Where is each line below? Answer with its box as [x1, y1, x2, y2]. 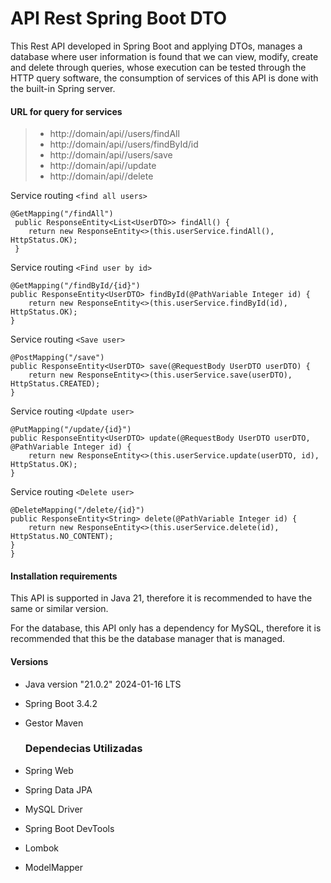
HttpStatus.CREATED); [10, 379, 101, 389]
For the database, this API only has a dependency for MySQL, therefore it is [10, 622, 322, 634]
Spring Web [24, 764, 74, 776]
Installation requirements [10, 570, 118, 582]
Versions [10, 655, 49, 667]
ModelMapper [24, 861, 84, 873]
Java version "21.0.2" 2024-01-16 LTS [24, 678, 182, 690]
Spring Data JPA [24, 783, 93, 796]
